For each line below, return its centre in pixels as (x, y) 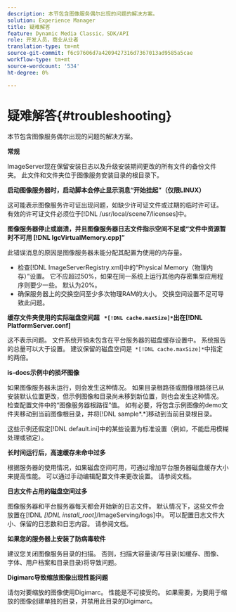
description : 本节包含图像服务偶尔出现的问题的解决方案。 (83, 14)
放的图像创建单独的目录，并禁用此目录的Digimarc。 (82, 601)
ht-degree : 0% (28, 72)
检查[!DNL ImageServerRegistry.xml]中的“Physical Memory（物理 (112, 267)
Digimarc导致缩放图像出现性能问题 (58, 578)
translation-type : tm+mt (44, 46)
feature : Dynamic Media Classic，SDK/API (68, 33)
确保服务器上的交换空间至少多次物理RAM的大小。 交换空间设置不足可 (118, 294)
